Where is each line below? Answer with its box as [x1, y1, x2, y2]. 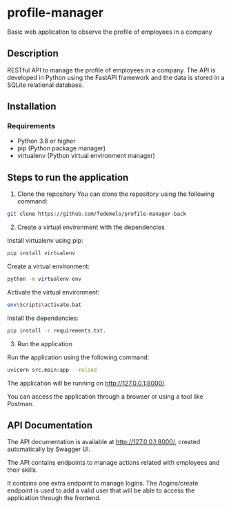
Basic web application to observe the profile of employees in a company [7, 28, 212, 36]
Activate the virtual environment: [7, 288, 100, 296]
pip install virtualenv [7, 250, 76, 257]
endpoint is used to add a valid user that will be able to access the [7, 486, 195, 495]
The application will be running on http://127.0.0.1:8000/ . [7, 379, 166, 387]
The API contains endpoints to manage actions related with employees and [7, 459, 220, 467]
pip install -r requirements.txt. [7, 327, 107, 334]
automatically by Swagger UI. [7, 445, 91, 453]
